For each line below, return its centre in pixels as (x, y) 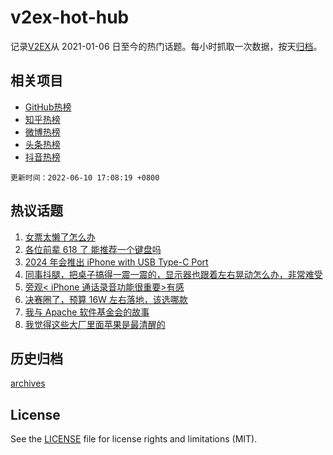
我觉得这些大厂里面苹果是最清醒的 (95, 324)
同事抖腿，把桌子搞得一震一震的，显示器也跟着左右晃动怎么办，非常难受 (173, 274)
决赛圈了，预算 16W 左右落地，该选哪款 (106, 299)
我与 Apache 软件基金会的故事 (87, 312)
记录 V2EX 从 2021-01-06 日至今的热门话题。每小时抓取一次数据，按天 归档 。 (166, 46)
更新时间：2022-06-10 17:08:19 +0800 (85, 177)
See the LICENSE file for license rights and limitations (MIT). (134, 439)
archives (28, 383)
